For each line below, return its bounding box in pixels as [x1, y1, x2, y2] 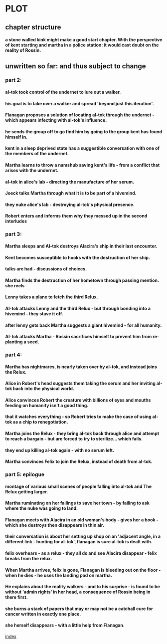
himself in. [5, 134, 28, 140]
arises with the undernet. [5, 168, 59, 174]
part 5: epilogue [5, 471, 45, 478]
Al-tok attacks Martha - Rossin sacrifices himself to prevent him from [5, 334, 152, 340]
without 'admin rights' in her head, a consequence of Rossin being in [5, 589, 151, 595]
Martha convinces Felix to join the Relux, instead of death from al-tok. [5, 458, 153, 464]
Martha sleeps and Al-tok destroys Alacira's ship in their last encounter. [5, 243, 158, 249]
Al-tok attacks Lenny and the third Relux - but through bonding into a [5, 305, 151, 311]
